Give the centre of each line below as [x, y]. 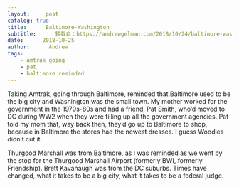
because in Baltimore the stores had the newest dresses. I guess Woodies [116, 132]
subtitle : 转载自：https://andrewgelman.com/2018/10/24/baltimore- [115, 34]
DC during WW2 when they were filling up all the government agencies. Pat [118, 116]
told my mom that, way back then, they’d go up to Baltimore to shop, [107, 124]
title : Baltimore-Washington [59, 27]
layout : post [33, 14]
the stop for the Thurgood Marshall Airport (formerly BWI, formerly [105, 160]
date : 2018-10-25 [41, 41]
